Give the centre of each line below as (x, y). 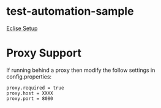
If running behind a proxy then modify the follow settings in (81, 70)
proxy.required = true (35, 88)
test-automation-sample (70, 11)
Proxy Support (44, 53)
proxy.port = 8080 (30, 98)
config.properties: (29, 76)
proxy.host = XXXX (30, 93)
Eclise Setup (22, 28)
